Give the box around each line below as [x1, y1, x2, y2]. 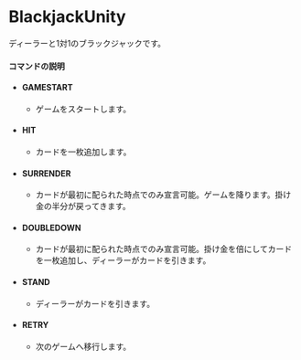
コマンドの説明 [8, 60, 65, 71]
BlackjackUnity [8, 6, 126, 27]
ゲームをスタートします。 [35, 103, 132, 114]
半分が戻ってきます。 [51, 201, 132, 212]
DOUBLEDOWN [21, 222, 81, 233]
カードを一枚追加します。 [35, 146, 132, 157]
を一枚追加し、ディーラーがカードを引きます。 [35, 255, 211, 266]
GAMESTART [21, 82, 74, 93]
